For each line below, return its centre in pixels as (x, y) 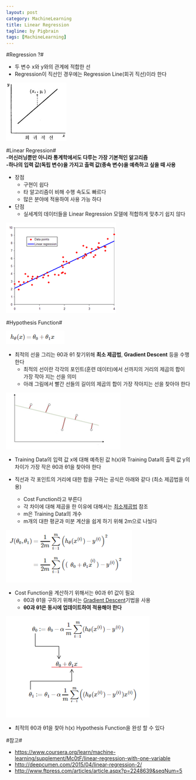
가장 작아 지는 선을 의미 (50, 376)
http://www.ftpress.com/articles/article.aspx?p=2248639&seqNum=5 (98, 771)
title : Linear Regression (37, 25)
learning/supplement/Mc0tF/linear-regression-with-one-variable (92, 758)
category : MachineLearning (39, 19)
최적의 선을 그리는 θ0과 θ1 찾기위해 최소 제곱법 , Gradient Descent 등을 (97, 355)
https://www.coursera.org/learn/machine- (65, 752)
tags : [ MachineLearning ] (36, 37)
